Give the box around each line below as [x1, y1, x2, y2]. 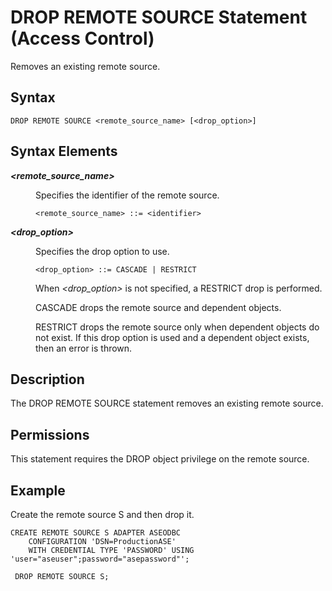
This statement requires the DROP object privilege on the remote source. [10, 453, 310, 465]
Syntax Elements [10, 143, 118, 160]
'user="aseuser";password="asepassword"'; [10, 554, 190, 564]
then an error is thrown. [35, 342, 133, 354]
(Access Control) [10, 27, 155, 50]
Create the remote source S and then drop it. [10, 509, 195, 520]
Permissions [10, 426, 90, 443]
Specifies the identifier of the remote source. [35, 189, 220, 201]
